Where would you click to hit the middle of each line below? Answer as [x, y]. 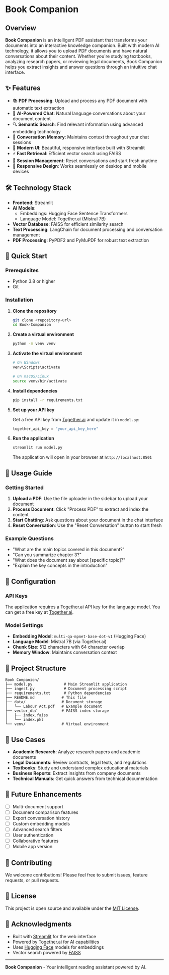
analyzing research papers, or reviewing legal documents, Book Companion [84, 61]
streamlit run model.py [37, 448]
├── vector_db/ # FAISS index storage [57, 711]
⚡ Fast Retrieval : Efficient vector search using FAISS [67, 153]
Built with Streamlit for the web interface [54, 936]
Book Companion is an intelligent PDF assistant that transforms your [76, 40]
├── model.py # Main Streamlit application [66, 685]
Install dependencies [35, 391]
